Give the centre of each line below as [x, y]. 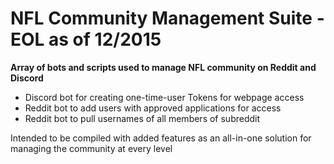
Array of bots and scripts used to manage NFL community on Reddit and [163, 67]
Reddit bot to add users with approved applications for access [153, 108]
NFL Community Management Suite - [167, 18]
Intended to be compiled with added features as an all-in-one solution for [161, 138]
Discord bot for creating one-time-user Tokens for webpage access [164, 97]
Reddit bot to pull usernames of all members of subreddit [142, 118]
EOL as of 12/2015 [86, 39]
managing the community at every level [91, 148]
